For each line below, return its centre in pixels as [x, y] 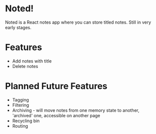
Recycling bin [26, 121]
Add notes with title [32, 61]
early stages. [18, 27]
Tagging [21, 100]
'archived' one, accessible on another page [56, 115]
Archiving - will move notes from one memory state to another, [76, 110]
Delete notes [25, 66]
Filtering [21, 105]
